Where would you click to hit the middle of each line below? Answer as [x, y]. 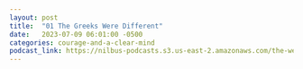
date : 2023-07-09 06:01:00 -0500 [76, 34]
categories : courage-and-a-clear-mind [82, 43]
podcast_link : [36, 51]
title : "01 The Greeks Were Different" [87, 26]
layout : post [34, 17]
